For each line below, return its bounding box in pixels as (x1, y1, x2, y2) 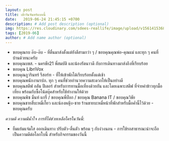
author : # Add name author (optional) (5, 36, 87, 41)
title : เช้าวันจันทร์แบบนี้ (5, 12, 46, 17)
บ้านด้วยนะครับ (12, 55, 38, 61)
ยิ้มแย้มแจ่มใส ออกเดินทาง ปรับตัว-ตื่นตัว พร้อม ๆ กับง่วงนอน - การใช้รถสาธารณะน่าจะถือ (12, 125, 159, 131)
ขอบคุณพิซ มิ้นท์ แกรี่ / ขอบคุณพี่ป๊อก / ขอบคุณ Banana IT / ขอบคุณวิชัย (12, 94, 135, 100)
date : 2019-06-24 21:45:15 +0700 (5, 17, 80, 22)
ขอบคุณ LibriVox (12, 66, 44, 72)
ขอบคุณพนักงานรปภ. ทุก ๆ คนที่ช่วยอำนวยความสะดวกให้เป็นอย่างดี (12, 77, 123, 83)
